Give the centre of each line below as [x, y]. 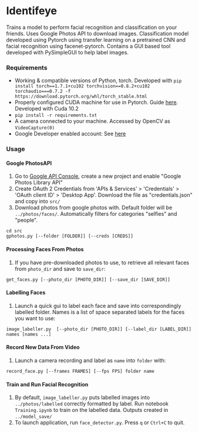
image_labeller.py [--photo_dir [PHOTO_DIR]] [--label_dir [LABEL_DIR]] [99, 329]
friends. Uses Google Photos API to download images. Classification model [98, 33]
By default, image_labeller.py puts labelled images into [82, 398]
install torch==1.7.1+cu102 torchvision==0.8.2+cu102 [82, 86]
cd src [14, 231]
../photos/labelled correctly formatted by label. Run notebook [92, 404]
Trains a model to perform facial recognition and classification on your [92, 27]
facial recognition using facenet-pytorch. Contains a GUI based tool [88, 46]
